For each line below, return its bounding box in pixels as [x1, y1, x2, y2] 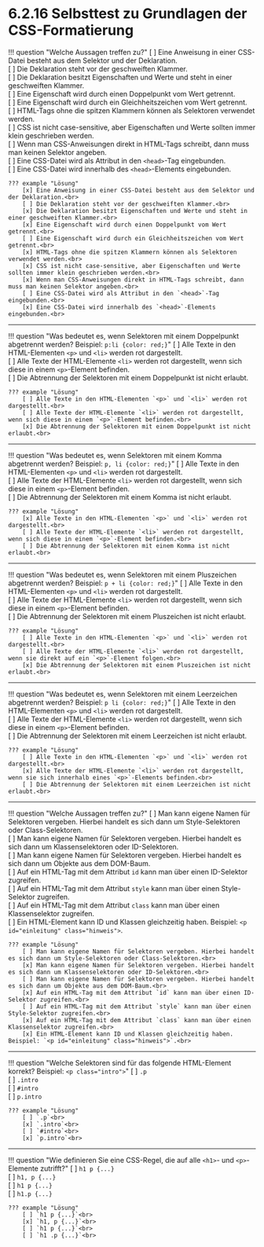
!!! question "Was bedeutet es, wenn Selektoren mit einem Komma [8, 450, 222, 460]
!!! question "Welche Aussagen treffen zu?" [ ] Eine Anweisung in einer [8, 47, 236, 57]
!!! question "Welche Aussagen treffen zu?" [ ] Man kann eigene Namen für [8, 809, 251, 818]
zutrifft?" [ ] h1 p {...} [40, 1164, 115, 1173]
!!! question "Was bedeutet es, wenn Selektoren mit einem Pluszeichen [8, 570, 237, 579]
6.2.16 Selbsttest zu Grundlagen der [8, 5, 247, 23]
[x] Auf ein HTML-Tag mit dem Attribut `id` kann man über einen [22, 988, 241, 996]
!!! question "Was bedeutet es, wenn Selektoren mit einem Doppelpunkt [8, 331, 240, 340]
